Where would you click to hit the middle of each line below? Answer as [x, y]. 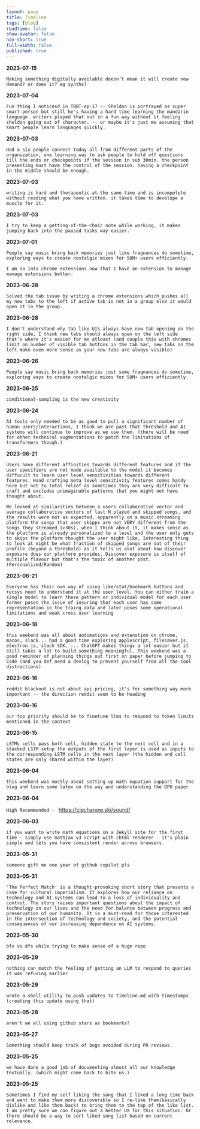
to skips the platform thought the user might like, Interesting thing [97, 538]
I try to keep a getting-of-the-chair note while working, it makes [93, 225]
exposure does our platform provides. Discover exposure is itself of [96, 554]
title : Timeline [26, 17]
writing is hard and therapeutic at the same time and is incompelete [96, 193]
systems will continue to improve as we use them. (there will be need [97, 432]
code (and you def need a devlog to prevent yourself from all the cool [99, 662]
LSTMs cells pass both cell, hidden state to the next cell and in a [95, 744]
